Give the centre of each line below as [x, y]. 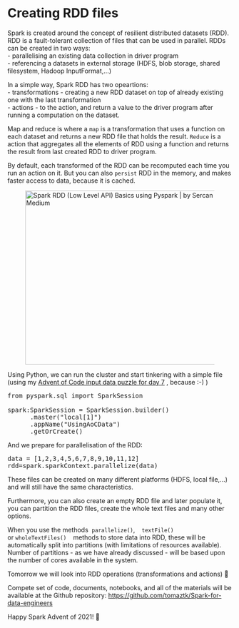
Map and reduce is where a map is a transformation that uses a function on [116, 128]
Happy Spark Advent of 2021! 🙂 [54, 617]
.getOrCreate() [56, 431]
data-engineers [30, 603]
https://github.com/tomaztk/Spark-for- [165, 595]
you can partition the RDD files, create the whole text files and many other [116, 508]
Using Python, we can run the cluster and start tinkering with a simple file [115, 374]
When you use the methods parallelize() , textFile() [91, 530]
